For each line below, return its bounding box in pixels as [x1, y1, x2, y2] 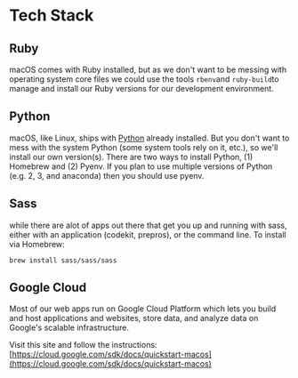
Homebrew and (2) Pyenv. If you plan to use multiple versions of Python [9, 161, 273, 172]
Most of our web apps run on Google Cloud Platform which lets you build [9, 303, 277, 314]
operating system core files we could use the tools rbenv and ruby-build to [9, 74, 279, 84]
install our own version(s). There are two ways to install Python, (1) [9, 151, 254, 162]
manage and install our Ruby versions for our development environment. [9, 84, 274, 93]
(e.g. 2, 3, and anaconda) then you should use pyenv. [9, 170, 205, 181]
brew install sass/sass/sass [9, 255, 117, 265]
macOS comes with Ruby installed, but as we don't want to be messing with [9, 64, 287, 75]
